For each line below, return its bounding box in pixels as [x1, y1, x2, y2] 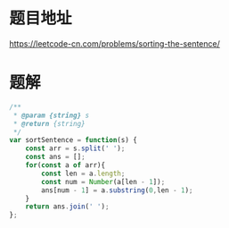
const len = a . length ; [41, 169, 126, 178]
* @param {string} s [12, 111, 90, 120]
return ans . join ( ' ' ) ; [25, 202, 110, 211]
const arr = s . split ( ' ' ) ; [25, 144, 126, 153]
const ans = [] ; [25, 153, 86, 162]
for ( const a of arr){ [25, 161, 105, 170]
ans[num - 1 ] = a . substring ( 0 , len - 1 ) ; [41, 185, 193, 195]
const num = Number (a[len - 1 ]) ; [41, 177, 166, 186]
